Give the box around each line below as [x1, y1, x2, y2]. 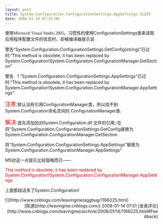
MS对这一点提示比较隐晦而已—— [5, 157, 71, 163]
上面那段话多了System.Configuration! [5, 187, 80, 193]
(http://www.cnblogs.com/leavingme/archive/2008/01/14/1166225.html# [7, 208, 151, 214]
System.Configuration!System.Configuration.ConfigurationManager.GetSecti [5, 58, 157, 64]
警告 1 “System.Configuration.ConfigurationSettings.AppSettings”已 [5, 74, 142, 79]
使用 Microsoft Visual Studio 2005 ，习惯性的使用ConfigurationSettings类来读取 [5, 30, 154, 36]
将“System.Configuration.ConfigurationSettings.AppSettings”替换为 [5, 142, 140, 148]
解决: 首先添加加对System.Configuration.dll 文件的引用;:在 [5, 119, 122, 126]
